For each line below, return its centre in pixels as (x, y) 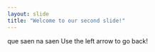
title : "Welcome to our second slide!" (66, 21)
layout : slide (28, 14)
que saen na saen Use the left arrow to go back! (77, 41)
